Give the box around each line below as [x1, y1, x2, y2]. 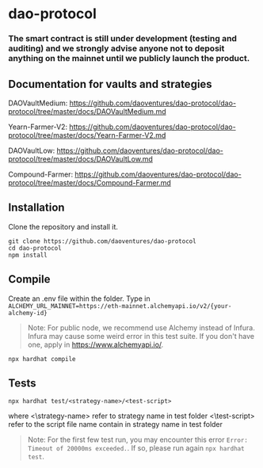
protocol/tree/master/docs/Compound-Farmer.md [8, 177, 172, 187]
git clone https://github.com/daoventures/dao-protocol [8, 237, 196, 245]
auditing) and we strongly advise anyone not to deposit [8, 43, 225, 54]
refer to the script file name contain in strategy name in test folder [8, 420, 223, 429]
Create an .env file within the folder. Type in [8, 294, 151, 303]
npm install [8, 251, 48, 259]
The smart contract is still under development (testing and [8, 33, 238, 44]
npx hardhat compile [8, 355, 77, 363]
